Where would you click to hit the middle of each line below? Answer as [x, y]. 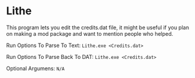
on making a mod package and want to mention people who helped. [90, 33]
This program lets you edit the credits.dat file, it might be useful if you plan [98, 27]
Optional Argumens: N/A [35, 68]
